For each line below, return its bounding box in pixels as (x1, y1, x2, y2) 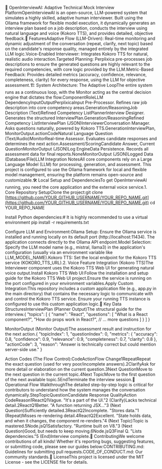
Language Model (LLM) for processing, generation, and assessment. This (5, 162, 151, 167)
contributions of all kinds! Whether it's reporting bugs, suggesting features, (5, 438, 155, 444)
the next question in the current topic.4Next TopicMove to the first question (5, 371, 156, 377)
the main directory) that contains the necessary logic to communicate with (5, 291, 153, 296)
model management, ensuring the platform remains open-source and (5, 172, 143, 177)
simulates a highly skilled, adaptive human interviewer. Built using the (5, 15, 143, 20)
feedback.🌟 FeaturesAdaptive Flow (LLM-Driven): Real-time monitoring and (5, 35, 156, 41)
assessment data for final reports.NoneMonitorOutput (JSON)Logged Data (5, 151, 153, 157)
